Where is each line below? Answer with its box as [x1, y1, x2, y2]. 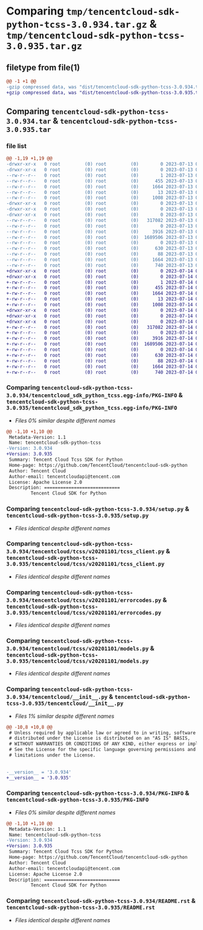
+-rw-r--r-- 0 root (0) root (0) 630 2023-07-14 [6, 352, 193, 358]
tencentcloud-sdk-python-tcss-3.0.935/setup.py [6, 512, 149, 519]
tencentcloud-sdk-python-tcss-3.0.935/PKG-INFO [6, 796, 149, 804]
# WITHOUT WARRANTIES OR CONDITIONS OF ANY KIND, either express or [8, 741, 185, 747]
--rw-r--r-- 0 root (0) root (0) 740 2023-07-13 [6, 262, 193, 268]
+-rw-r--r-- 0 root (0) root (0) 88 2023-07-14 [6, 358, 193, 364]
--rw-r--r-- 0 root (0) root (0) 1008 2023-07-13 [6, 195, 193, 201]
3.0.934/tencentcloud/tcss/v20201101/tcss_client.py [6, 548, 165, 555]
